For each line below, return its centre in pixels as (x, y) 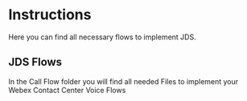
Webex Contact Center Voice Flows (67, 90)
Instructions (50, 15)
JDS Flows (35, 62)
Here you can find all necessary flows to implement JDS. (102, 37)
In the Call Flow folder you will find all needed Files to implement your (123, 81)
